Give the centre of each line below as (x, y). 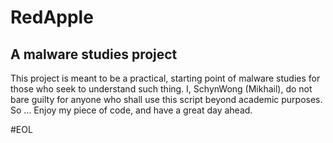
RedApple (52, 17)
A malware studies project (94, 54)
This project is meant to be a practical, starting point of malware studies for (165, 78)
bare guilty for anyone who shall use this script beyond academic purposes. (166, 99)
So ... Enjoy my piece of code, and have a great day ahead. (131, 110)
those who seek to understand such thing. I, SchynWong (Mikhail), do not (161, 89)
